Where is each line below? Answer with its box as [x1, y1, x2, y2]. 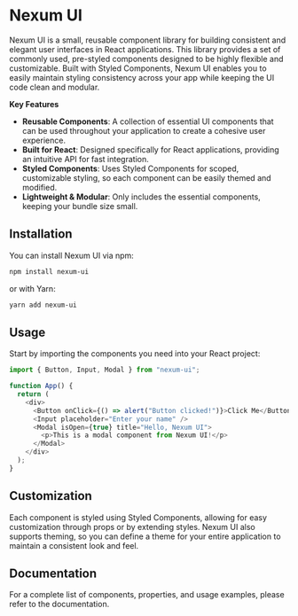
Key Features [9, 98, 59, 109]
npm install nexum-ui [9, 267, 90, 276]
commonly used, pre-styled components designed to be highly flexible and [9, 53, 284, 64]
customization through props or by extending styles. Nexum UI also [9, 521, 255, 532]
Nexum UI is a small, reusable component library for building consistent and [9, 35, 286, 45]
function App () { [9, 382, 74, 391]
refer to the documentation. [9, 599, 110, 610]
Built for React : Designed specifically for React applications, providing [21, 144, 279, 155]
